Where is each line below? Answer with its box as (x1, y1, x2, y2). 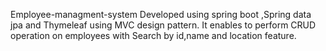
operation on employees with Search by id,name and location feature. (10, 30, 297, 41)
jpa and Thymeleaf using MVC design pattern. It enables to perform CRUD (10, 19, 317, 31)
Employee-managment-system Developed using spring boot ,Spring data (10, 9, 312, 20)
